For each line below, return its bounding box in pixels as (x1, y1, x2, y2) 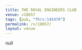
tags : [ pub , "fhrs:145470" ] (5, 17, 66, 22)
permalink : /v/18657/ (5, 21, 52, 27)
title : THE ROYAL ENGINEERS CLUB (5, 7, 77, 13)
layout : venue (5, 26, 36, 31)
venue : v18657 (5, 12, 36, 17)
